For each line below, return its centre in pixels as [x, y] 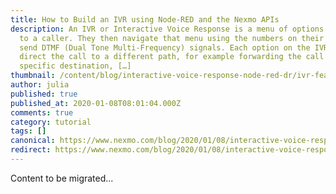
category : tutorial [51, 122]
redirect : [31, 150]
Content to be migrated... [62, 178]
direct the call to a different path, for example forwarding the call [172, 57]
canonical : [33, 141]
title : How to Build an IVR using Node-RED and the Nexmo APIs [145, 19]
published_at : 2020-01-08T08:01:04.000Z [96, 103]
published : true [44, 94]
